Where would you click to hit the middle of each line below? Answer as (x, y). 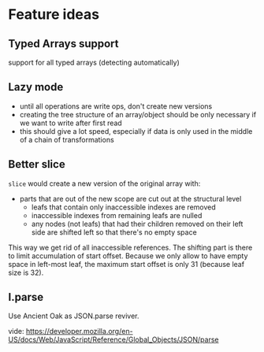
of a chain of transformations (67, 139)
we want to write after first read (71, 123)
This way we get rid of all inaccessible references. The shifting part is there (130, 247)
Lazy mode (36, 87)
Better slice (37, 164)
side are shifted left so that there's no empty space (114, 232)
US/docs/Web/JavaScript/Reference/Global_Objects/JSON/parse (113, 339)
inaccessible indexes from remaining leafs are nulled (117, 215)
